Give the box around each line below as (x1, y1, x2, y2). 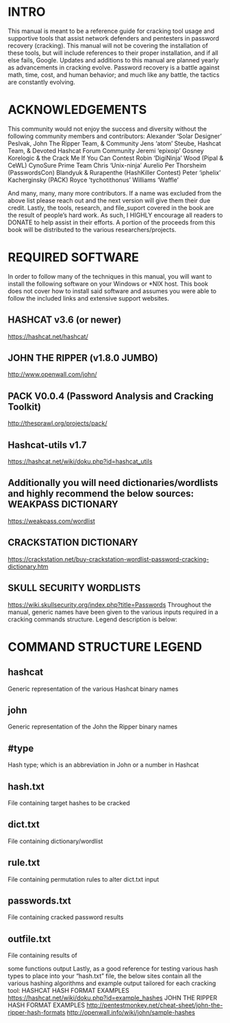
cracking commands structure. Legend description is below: (8, 615, 177, 623)
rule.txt (8, 857, 40, 869)
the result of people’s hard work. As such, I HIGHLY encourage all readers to (8, 211, 223, 219)
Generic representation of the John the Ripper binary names (8, 722, 178, 731)
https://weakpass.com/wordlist (8, 516, 95, 525)
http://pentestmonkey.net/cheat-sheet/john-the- (86, 1001, 223, 1009)
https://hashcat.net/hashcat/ (8, 332, 88, 341)
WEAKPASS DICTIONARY (8, 498, 118, 510)
